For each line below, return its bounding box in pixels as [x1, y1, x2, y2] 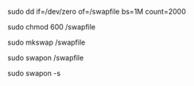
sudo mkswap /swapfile [7, 37, 86, 47]
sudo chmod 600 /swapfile [7, 22, 96, 31]
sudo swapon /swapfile [7, 53, 84, 62]
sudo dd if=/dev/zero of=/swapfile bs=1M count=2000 [7, 7, 186, 16]
